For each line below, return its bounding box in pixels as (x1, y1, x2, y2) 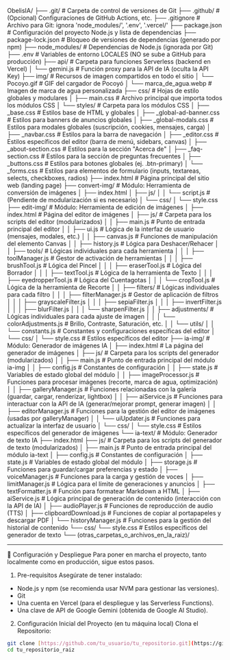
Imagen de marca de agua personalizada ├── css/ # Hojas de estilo (7, 86, 200, 95)
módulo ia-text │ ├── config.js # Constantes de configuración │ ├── (7, 451, 203, 459)
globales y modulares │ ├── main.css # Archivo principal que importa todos (7, 94, 222, 102)
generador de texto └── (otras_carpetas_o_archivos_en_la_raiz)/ (7, 531, 190, 539)
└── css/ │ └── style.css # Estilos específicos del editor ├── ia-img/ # (7, 334, 210, 342)
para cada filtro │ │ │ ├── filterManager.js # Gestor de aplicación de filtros (7, 291, 219, 298)
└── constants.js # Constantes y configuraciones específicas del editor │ (7, 327, 216, 335)
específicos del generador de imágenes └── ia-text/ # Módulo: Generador (7, 429, 218, 437)
